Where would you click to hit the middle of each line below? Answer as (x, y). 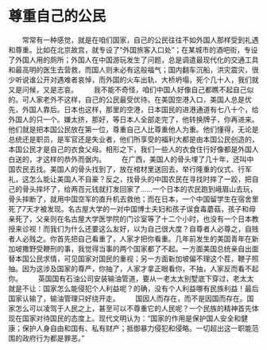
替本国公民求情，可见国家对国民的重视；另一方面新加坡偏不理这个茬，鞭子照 (133, 259)
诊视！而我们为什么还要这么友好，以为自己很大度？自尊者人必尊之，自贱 (140, 228)
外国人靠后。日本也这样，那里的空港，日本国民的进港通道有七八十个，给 (140, 109)
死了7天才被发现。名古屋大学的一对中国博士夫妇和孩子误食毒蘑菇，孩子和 (128, 208)
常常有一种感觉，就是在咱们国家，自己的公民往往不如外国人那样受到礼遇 (140, 40)
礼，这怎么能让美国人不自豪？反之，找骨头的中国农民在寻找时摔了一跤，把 (130, 179)
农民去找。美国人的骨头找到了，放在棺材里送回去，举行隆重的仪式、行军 (133, 169)
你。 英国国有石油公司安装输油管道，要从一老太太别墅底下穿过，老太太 (131, 278)
